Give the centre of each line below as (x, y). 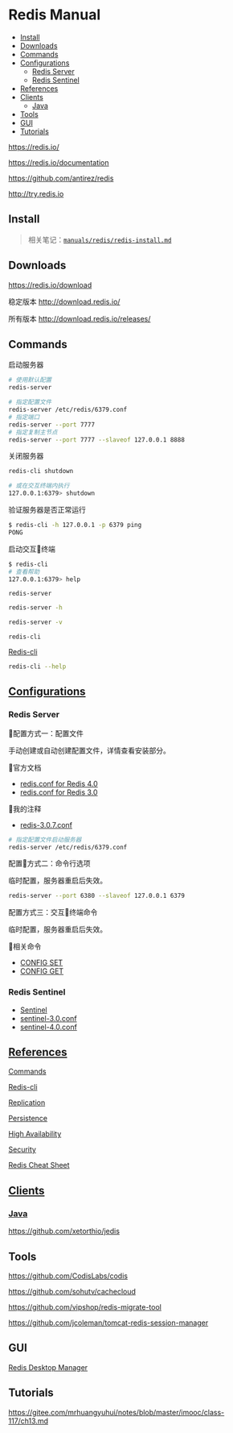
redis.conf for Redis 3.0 (59, 792)
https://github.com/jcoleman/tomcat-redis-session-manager (108, 1323)
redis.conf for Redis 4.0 (59, 783)
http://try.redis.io (36, 193)
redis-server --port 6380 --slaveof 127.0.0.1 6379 (96, 896)
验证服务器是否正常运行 (47, 510)
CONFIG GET (42, 971)
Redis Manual (55, 15)
